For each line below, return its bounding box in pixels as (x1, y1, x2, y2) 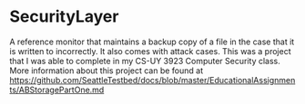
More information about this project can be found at (9, 65, 204, 76)
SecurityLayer (9, 6, 119, 27)
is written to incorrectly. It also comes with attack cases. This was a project (9, 45, 291, 56)
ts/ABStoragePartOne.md (9, 84, 105, 95)
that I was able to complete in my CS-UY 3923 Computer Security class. (9, 55, 280, 66)
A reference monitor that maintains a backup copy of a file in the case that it (9, 36, 295, 47)
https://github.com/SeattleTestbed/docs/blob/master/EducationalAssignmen (9, 74, 296, 85)
